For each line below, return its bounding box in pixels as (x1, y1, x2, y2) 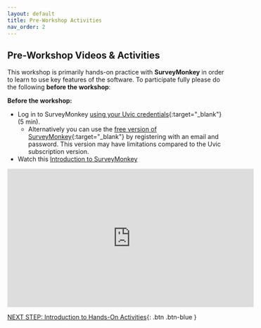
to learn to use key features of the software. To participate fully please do (7, 75, 220, 84)
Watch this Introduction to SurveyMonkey (17, 155, 138, 164)
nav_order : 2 (7, 23, 46, 30)
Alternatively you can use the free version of (27, 125, 157, 133)
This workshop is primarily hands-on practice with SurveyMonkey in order (7, 68, 224, 77)
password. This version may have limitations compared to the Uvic (27, 140, 222, 148)
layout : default (7, 10, 55, 18)
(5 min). (17, 117, 41, 126)
